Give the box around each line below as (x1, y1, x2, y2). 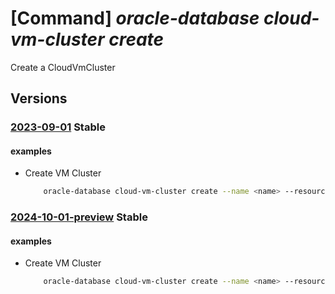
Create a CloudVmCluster (10, 61, 116, 73)
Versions (10, 90, 68, 107)
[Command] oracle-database (10, 7, 260, 30)
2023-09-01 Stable (10, 120, 106, 134)
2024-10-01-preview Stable (10, 210, 148, 224)
